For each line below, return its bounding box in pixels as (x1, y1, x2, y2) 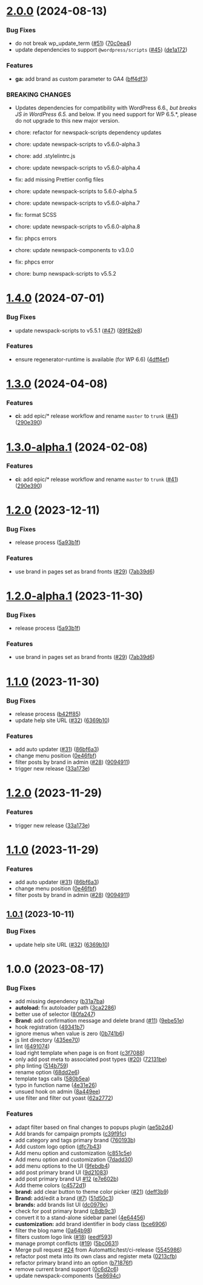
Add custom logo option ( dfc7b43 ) (15, 1143, 102, 1150)
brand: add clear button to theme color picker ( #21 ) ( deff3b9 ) (15, 1188, 169, 1195)
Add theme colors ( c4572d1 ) (15, 1181, 87, 1188)
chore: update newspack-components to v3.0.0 (15, 247, 135, 254)
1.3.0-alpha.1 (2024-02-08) (6, 440, 148, 454)
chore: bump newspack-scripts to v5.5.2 (15, 270, 116, 278)
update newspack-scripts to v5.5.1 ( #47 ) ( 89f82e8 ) (15, 327, 142, 334)
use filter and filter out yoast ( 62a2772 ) (15, 1094, 113, 1102)
